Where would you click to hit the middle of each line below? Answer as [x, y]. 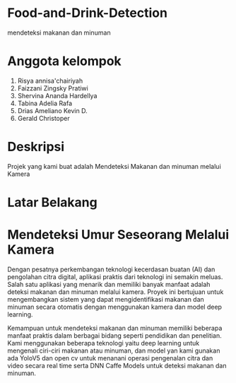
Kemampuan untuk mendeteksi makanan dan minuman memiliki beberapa [115, 328]
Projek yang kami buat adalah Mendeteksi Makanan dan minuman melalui [114, 166]
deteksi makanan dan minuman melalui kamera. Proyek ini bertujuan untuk [116, 292]
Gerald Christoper [43, 118]
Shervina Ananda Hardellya [57, 95]
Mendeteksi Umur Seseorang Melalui [118, 235]
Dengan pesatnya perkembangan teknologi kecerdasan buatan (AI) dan [111, 269]
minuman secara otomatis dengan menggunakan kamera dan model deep [115, 307]
